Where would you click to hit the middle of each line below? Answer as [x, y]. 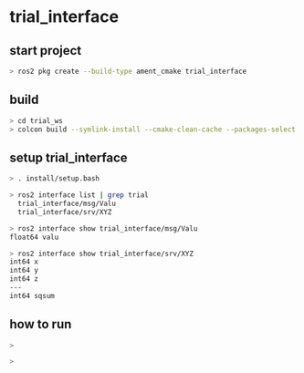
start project [46, 51]
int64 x [24, 262]
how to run [41, 324]
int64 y [24, 271]
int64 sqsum [32, 295]
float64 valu [34, 237]
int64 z [24, 279]
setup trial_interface [68, 157]
